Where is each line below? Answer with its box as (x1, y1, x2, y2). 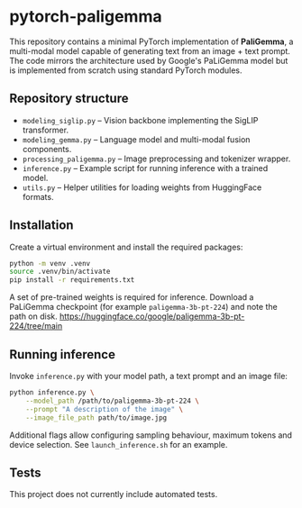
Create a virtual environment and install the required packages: (9, 241, 243, 252)
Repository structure (9, 91, 129, 106)
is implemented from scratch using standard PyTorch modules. (9, 65, 243, 76)
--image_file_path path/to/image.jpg (25, 413, 168, 422)
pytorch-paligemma (9, 6, 162, 27)
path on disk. (9, 311, 59, 322)
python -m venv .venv (9, 259, 91, 268)
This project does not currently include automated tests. (9, 489, 218, 500)
